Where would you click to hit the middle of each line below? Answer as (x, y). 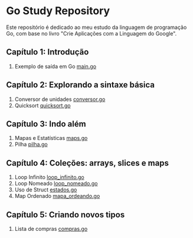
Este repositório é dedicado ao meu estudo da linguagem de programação (97, 27)
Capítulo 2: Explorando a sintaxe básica (81, 85)
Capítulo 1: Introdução (48, 52)
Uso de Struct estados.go (46, 190)
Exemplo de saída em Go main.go (55, 66)
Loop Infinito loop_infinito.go (49, 177)
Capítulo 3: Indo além (46, 124)
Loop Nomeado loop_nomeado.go (56, 184)
